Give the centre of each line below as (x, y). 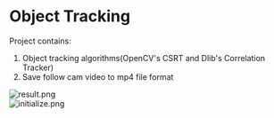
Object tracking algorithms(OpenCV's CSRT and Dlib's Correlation (144, 58)
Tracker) (38, 67)
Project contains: (40, 41)
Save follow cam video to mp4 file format (98, 76)
